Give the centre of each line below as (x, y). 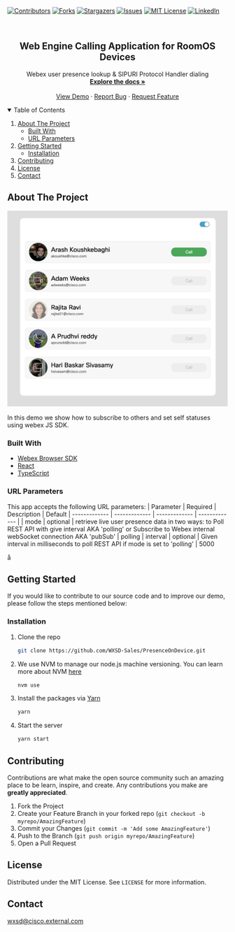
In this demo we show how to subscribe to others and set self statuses (109, 417)
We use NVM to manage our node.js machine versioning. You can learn (120, 664)
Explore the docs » (117, 81)
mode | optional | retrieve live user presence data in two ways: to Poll (124, 522)
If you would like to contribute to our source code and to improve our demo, (116, 596)
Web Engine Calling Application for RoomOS (117, 46)
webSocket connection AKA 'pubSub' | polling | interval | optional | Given (113, 536)
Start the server (40, 725)
